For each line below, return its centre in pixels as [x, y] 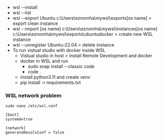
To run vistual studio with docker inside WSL [59, 50]
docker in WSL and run [44, 61]
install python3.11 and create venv [55, 77]
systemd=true [19, 119]
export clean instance [35, 23]
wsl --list [22, 13]
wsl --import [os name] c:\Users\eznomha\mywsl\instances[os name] [85, 29]
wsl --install [25, 7]
